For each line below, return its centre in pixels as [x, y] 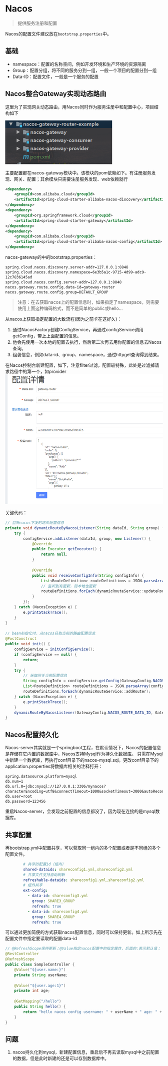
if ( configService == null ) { [46, 654]
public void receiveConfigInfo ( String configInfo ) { [88, 575]
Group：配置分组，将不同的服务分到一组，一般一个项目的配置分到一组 [84, 70]
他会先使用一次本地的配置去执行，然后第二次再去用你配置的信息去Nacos [87, 342]
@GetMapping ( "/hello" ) [38, 1002]
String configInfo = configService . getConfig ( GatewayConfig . [88, 681]
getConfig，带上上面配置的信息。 [47, 336]
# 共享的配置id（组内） [44, 864]
